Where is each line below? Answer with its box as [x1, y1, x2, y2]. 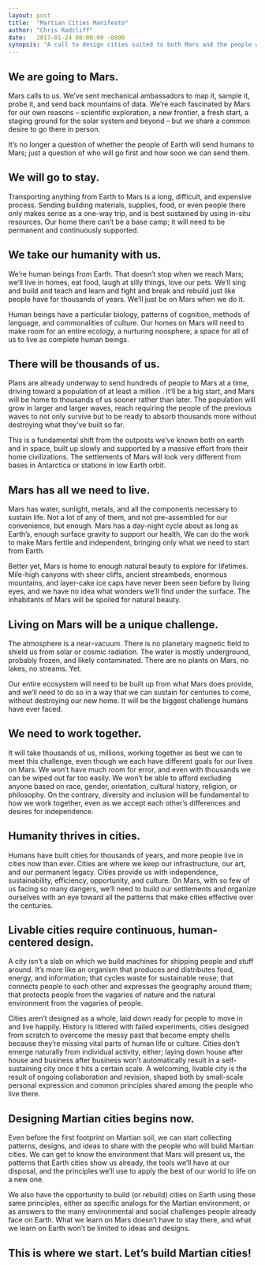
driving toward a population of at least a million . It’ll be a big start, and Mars [8, 387, 255, 396]
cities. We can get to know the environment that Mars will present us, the [8, 1150, 245, 1159]
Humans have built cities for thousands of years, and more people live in [8, 850, 244, 860]
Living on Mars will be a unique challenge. [8, 618, 218, 631]
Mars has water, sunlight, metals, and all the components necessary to [8, 504, 238, 514]
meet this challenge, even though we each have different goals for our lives [8, 756, 253, 765]
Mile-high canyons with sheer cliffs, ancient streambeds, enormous [8, 570, 227, 579]
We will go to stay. [8, 171, 100, 184]
